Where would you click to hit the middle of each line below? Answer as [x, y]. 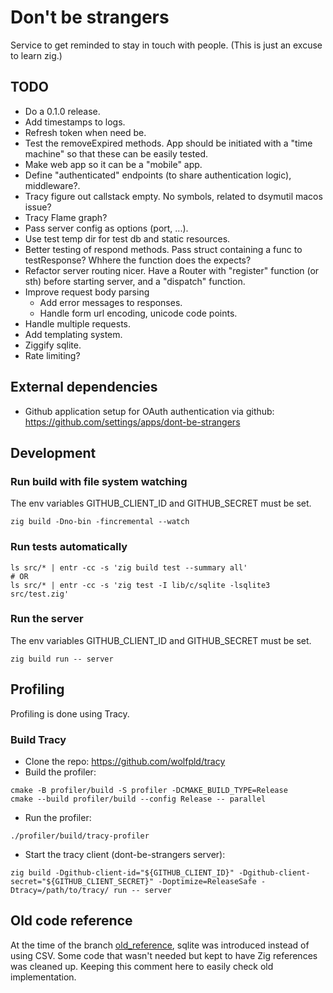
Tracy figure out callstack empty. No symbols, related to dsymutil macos [173, 196]
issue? [38, 207]
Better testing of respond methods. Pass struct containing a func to [163, 249]
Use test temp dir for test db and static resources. [127, 238]
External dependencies [84, 387]
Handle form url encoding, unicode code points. [138, 313]
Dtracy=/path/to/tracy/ [60, 890]
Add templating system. [73, 334]
